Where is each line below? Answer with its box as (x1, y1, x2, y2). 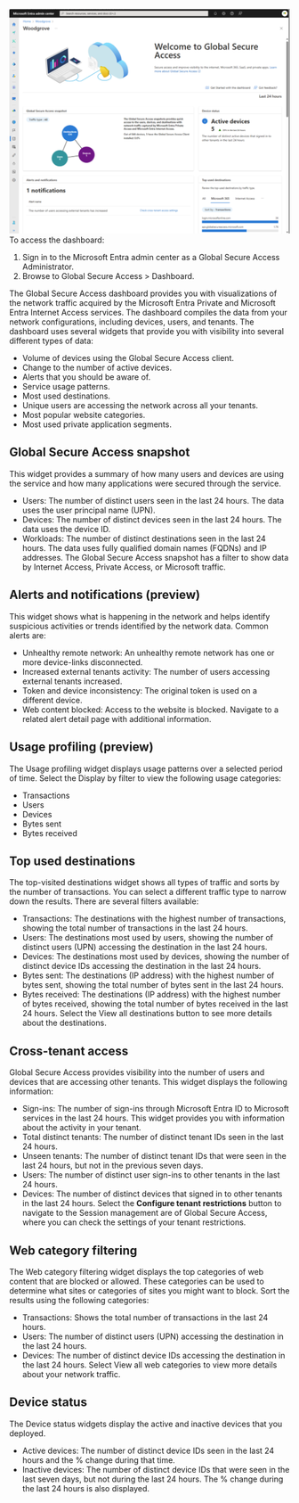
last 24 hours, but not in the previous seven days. (21, 1160, 204, 1171)
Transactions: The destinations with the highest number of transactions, (21, 914, 287, 924)
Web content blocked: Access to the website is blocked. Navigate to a (21, 704, 279, 715)
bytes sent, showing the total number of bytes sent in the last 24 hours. (21, 980, 285, 990)
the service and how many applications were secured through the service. (9, 478, 282, 489)
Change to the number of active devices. (21, 362, 172, 374)
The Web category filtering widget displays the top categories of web (9, 1266, 264, 1277)
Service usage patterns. (21, 382, 110, 392)
